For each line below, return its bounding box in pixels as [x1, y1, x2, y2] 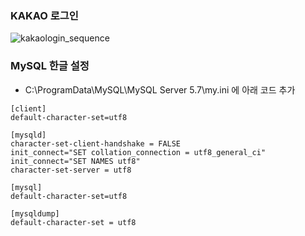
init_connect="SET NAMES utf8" [10, 156, 141, 166]
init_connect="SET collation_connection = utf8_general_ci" [10, 147, 267, 157]
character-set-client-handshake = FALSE [10, 138, 182, 149]
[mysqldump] [10, 208, 60, 219]
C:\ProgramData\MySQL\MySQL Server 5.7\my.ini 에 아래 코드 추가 [24, 83, 296, 96]
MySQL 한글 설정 [10, 59, 90, 73]
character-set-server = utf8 [10, 165, 132, 175]
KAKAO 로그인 [10, 8, 79, 22]
